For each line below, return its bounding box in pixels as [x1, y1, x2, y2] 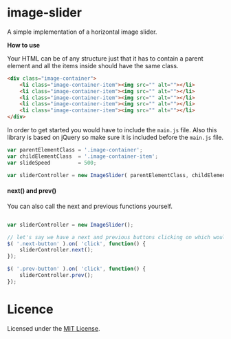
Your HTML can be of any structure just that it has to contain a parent [7, 54, 204, 63]
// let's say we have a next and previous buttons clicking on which [7, 234, 211, 240]
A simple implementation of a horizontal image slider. [7, 28, 157, 36]
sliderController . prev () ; [19, 272, 94, 279]
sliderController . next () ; [19, 247, 94, 254]
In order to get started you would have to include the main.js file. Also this [7, 126, 217, 134]
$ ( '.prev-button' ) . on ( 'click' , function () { [7, 265, 146, 273]
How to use [7, 41, 40, 49]
